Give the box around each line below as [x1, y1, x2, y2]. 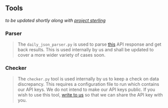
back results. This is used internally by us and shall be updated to [17, 47, 154, 53]
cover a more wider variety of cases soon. [17, 52, 106, 58]
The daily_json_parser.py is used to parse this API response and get [17, 41, 161, 47]
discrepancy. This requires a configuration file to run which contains [17, 81, 159, 87]
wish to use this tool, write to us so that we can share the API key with [17, 92, 163, 98]
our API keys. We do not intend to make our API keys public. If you [17, 86, 155, 92]
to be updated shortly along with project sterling [5, 17, 106, 23]
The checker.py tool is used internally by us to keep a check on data [17, 76, 159, 82]
